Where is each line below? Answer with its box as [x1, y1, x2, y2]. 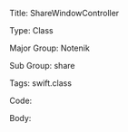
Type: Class [9, 25, 54, 35]
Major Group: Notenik [9, 42, 91, 53]
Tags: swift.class [9, 78, 73, 89]
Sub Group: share [9, 61, 75, 71]
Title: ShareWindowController [9, 8, 120, 18]
